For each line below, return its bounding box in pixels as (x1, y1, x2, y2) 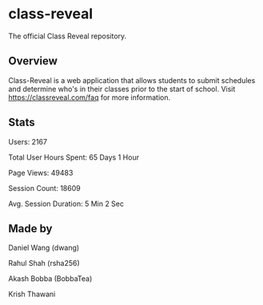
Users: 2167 (8, 137, 48, 146)
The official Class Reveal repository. (8, 31, 127, 41)
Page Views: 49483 (8, 168, 74, 177)
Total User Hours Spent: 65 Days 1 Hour (8, 152, 140, 162)
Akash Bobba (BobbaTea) (8, 274, 93, 283)
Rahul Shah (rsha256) (8, 259, 80, 268)
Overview (8, 54, 58, 68)
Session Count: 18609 (8, 183, 82, 192)
